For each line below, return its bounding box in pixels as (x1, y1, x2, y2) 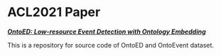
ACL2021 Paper (7, 4, 101, 20)
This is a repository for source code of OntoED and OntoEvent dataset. (7, 41, 215, 49)
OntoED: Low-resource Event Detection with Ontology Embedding (7, 27, 206, 36)
